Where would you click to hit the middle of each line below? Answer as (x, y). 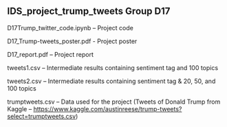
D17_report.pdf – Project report (51, 54)
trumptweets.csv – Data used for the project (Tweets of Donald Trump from (114, 102)
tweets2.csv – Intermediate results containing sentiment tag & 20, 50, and (111, 81)
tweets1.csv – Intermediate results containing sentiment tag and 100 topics (113, 67)
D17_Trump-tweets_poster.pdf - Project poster (72, 41)
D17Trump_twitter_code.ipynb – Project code (71, 27)
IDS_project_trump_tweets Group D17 (89, 11)
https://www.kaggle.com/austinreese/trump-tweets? (108, 108)
